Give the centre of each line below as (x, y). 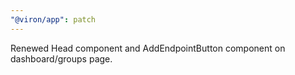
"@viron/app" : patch (53, 19)
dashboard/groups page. (61, 58)
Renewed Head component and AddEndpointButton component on (148, 48)
